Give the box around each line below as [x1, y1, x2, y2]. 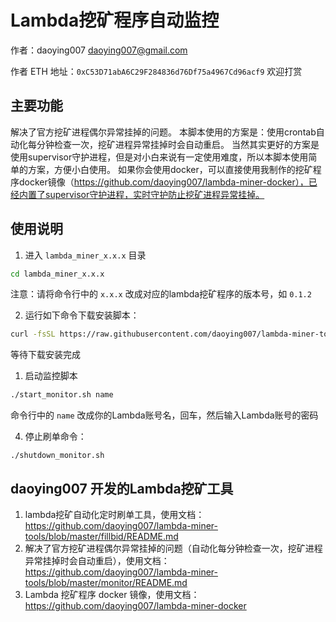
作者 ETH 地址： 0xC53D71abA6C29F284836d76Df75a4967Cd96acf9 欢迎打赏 [10, 65, 303, 77]
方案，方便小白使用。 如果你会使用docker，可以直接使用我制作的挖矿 [27, 163, 313, 175]
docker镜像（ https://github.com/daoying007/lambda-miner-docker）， [18, 176, 309, 188]
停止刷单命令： [24, 431, 87, 443]
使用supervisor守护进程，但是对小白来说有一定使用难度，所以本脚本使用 [10, 151, 309, 163]
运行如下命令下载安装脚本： [24, 309, 140, 321]
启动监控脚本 [24, 370, 78, 382]
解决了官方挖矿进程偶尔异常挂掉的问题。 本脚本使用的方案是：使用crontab [10, 126, 317, 138]
